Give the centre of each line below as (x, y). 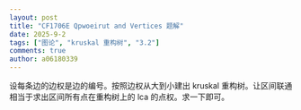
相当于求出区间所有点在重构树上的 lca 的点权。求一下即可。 (120, 97)
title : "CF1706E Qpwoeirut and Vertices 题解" (97, 26)
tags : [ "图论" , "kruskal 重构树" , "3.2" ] (84, 42)
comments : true (38, 51)
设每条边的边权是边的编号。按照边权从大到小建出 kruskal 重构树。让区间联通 (151, 85)
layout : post (34, 17)
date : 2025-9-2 (38, 34)
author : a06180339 (44, 59)
